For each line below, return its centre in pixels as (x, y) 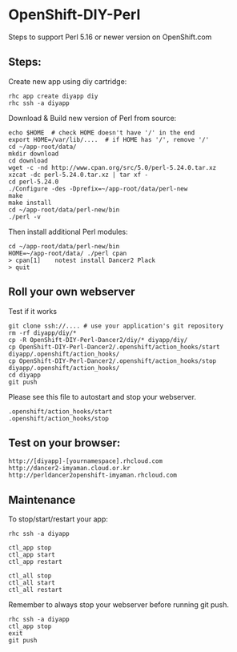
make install (30, 203)
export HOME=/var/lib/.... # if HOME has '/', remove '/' (109, 139)
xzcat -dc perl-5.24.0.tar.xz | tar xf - (78, 175)
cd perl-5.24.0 (34, 182)
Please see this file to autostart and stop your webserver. (102, 396)
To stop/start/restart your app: (58, 519)
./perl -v (25, 217)
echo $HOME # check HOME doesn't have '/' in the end (102, 133)
